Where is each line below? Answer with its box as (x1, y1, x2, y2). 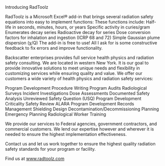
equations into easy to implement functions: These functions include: (5, 19, 145, 25)
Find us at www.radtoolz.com (5, 156, 65, 162)
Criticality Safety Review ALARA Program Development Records (5, 101, 134, 106)
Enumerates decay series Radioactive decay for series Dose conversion (5, 30, 151, 35)
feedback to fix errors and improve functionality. (5, 45, 103, 51)
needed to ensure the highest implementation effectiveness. (5, 132, 127, 137)
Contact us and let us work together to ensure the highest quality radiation (5, 141, 156, 147)
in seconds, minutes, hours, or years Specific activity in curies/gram (12, 24, 150, 30)
